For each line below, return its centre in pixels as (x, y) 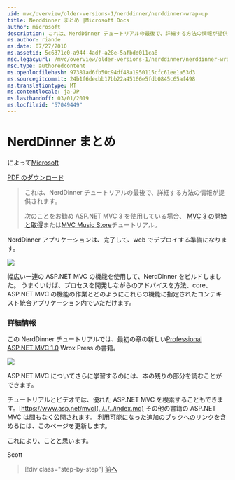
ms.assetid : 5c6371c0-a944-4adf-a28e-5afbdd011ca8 (83, 53)
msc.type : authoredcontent (47, 66)
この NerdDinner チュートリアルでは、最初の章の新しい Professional (105, 339)
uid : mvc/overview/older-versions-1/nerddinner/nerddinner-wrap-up (108, 14)
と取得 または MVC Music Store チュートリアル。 (92, 224)
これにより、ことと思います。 (50, 441)
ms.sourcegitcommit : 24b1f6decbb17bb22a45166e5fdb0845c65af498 (101, 79)
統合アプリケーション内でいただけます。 (77, 303)
